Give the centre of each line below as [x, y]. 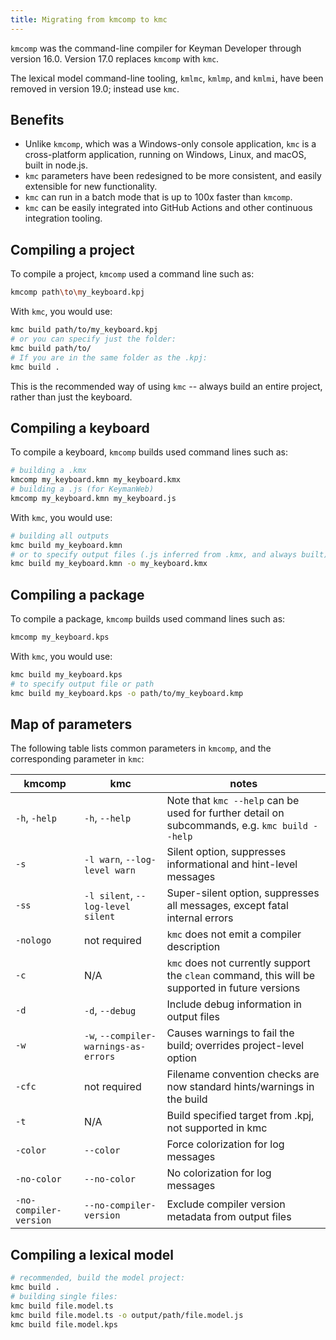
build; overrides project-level [235, 1046]
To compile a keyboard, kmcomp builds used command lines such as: [149, 452]
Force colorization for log [225, 1144]
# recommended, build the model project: [98, 1278]
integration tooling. [63, 218]
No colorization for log [219, 1173]
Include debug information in [234, 1004]
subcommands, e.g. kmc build [237, 826]
